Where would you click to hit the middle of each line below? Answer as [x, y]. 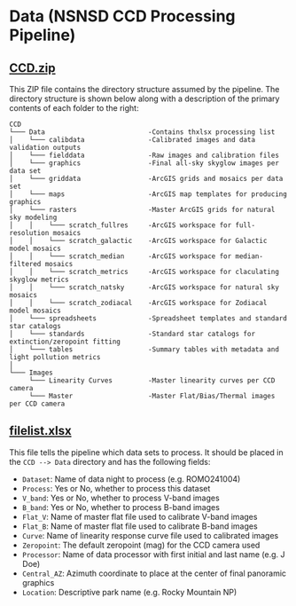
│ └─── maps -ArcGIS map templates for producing [148, 194]
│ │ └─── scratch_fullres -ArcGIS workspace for [121, 225]
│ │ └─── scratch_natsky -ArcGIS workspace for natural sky [144, 287]
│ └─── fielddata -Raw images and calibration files [144, 155]
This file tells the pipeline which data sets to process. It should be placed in [146, 452]
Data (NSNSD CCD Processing [123, 16]
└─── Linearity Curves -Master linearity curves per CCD [152, 381]
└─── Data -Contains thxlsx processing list [142, 132]
